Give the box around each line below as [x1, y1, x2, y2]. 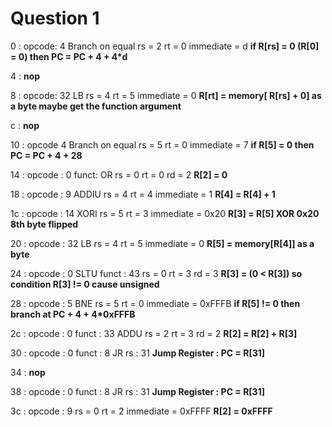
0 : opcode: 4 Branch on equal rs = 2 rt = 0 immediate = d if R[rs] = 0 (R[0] [10, 40, 320, 52]
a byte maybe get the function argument [10, 100, 182, 112]
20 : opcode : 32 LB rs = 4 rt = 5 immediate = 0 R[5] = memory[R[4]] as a [10, 237, 315, 249]
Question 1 [10, 7, 100, 30]
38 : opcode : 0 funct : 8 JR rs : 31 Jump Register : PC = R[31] [10, 385, 265, 397]
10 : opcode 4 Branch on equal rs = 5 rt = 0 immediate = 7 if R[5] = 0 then [10, 138, 315, 151]
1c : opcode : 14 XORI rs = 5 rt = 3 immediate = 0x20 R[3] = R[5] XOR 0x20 [10, 207, 320, 219]
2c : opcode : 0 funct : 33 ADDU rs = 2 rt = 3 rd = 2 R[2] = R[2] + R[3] [10, 327, 298, 339]
